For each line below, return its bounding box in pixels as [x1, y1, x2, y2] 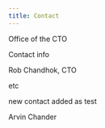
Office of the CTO [8, 34, 68, 43]
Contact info [8, 49, 50, 59]
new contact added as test [8, 96, 97, 105]
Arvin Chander [8, 112, 57, 122]
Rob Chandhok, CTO [8, 65, 77, 75]
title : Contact [8, 11, 60, 20]
